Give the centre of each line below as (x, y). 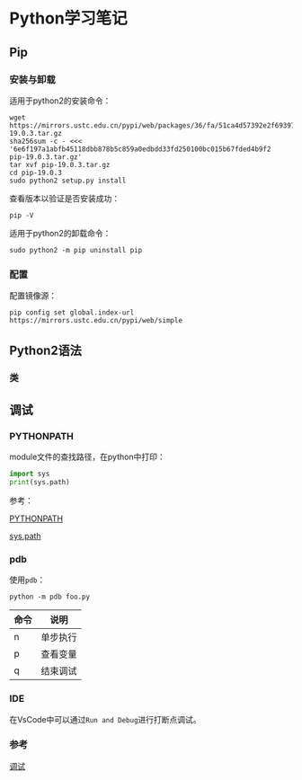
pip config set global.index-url (72, 313)
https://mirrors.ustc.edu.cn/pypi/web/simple (96, 321)
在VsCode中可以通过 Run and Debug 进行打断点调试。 (105, 719)
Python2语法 (46, 350)
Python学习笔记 (68, 18)
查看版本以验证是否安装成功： (64, 198)
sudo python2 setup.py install (68, 181)
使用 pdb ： (27, 580)
